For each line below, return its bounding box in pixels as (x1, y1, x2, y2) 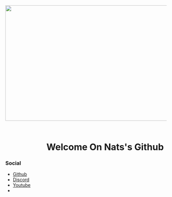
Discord (12, 176, 30, 183)
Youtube (12, 182, 31, 188)
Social (5, 160, 21, 167)
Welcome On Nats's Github (46, 141, 164, 153)
